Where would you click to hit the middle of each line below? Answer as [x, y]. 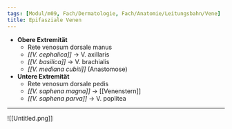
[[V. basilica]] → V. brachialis [68, 61]
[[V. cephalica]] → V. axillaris [68, 54]
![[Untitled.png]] [30, 118]
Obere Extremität [42, 39]
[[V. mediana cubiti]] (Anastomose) [77, 69]
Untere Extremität [43, 76]
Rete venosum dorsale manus [70, 47]
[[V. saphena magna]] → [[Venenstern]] [84, 91]
